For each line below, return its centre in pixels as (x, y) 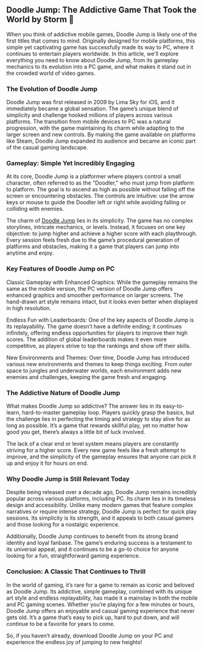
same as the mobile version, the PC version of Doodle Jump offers (90, 288)
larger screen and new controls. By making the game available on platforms (101, 135)
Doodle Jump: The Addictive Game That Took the (101, 10)
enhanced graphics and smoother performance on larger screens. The (95, 295)
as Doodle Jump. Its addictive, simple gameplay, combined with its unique (99, 591)
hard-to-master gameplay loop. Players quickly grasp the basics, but (108, 413)
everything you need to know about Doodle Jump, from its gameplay (92, 60)
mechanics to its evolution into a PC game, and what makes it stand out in (99, 66)
